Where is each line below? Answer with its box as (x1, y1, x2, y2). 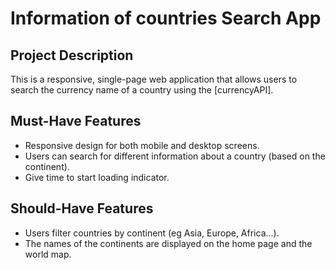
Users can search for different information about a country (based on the (24, 150, 326, 162)
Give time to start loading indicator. (24, 171, 170, 183)
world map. (24, 248, 72, 260)
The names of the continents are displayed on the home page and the (24, 237, 313, 249)
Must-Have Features (10, 113, 142, 130)
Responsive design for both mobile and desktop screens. (24, 139, 260, 151)
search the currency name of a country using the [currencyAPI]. (10, 84, 274, 96)
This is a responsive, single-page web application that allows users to (10, 73, 298, 85)
